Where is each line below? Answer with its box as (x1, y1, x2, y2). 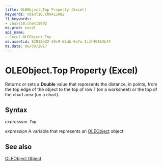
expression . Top (5, 119, 37, 125)
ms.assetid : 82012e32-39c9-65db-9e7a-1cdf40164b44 (5, 39, 111, 44)
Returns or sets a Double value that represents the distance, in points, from (5, 81, 158, 87)
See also (5, 142, 32, 151)
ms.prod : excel (5, 26, 36, 30)
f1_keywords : (5, 16, 32, 21)
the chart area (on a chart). (5, 91, 60, 97)
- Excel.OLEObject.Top (5, 35, 52, 40)
